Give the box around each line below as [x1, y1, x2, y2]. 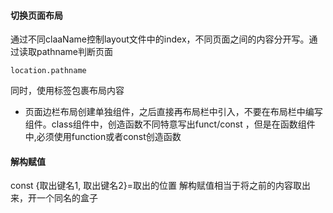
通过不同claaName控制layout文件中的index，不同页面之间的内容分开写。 [10, 33, 310, 45]
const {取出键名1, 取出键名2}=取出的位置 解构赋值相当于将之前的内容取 [10, 180, 302, 192]
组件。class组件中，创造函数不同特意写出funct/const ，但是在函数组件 [24, 118, 316, 130]
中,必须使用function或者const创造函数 [24, 131, 182, 143]
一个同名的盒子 [36, 192, 98, 204]
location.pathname [10, 66, 87, 76]
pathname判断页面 [36, 46, 113, 58]
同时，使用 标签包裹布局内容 [10, 85, 125, 97]
